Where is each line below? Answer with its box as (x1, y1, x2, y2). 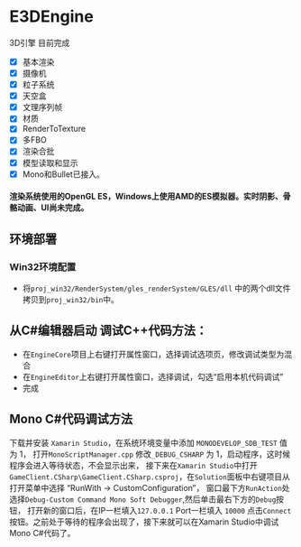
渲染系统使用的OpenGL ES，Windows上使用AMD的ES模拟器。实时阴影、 (9, 191, 284, 202)
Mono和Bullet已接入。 (22, 169, 105, 180)
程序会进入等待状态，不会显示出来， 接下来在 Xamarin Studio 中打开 (9, 459, 259, 470)
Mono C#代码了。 (9, 527, 76, 538)
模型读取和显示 (22, 157, 78, 168)
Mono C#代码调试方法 (9, 412, 133, 427)
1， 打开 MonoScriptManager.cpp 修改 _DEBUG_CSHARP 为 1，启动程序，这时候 (19, 449, 291, 459)
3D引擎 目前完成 (9, 37, 70, 48)
